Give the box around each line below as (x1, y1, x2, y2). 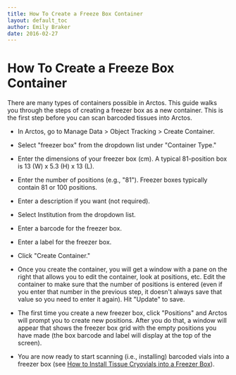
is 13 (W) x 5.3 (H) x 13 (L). (17, 162, 95, 171)
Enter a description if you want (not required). (17, 197, 150, 205)
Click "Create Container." (17, 252, 90, 260)
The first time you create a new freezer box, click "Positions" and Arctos (17, 309, 228, 317)
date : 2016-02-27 (7, 30, 58, 37)
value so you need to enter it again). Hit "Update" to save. (17, 295, 185, 304)
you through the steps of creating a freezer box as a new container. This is (7, 106, 223, 115)
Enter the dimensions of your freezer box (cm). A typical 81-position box (17, 154, 228, 163)
